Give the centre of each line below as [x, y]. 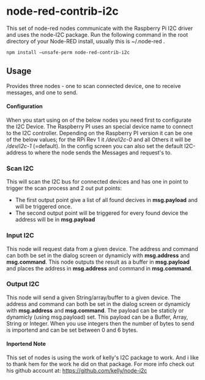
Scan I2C [20, 168]
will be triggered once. [43, 207]
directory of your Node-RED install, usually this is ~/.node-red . [86, 41]
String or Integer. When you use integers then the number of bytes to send [100, 323]
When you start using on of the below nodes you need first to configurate [99, 120]
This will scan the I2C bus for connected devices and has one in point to [97, 182]
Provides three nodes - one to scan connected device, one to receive [94, 86]
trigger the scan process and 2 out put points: [64, 188]
